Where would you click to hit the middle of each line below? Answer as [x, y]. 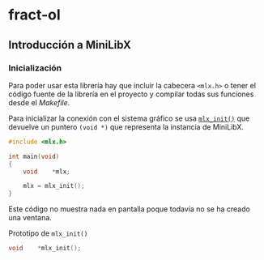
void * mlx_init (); [45, 249]
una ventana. [30, 218]
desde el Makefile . [39, 102]
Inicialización [35, 68]
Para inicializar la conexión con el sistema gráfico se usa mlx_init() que [129, 118]
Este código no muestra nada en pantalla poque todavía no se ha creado [130, 209]
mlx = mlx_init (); [54, 186]
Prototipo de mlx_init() [48, 233]
